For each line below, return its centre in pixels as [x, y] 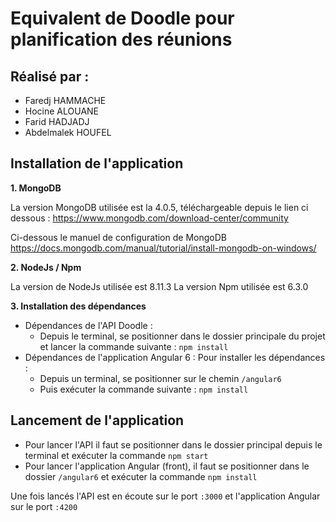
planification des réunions [121, 39]
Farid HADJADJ [57, 121]
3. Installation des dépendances [78, 306]
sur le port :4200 [44, 506]
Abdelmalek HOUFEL [68, 132]
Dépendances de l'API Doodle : [88, 325]
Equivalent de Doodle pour [122, 18]
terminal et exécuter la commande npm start [116, 455]
